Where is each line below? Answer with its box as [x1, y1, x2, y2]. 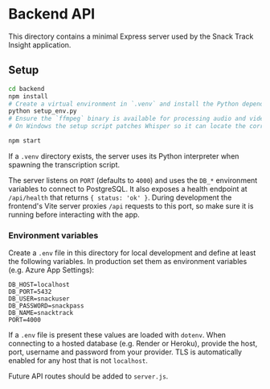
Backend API [8, 5, 96, 23]
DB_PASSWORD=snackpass [8, 302, 84, 310]
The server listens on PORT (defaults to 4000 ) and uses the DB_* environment [8, 175, 258, 185]
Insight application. [8, 39, 72, 49]
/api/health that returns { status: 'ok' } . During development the [8, 192, 232, 202]
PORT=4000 [8, 316, 42, 325]
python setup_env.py [8, 107, 78, 115]
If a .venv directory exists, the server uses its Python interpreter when [8, 151, 239, 161]
